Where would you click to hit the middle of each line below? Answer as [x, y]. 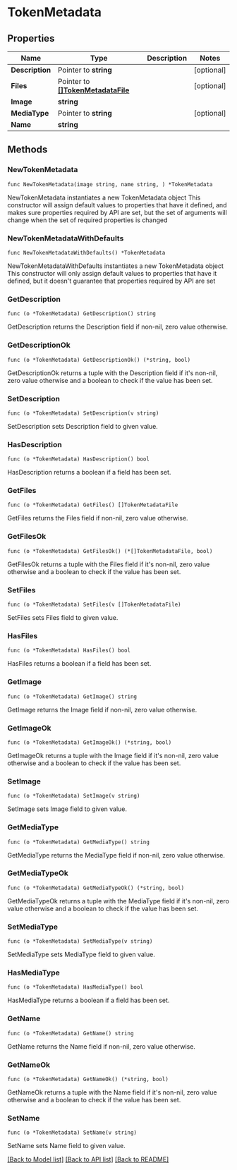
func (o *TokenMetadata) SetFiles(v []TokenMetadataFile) [94, 605]
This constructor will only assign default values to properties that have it [112, 273]
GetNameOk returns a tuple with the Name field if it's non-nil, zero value [112, 1092]
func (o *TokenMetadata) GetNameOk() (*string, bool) [88, 1080]
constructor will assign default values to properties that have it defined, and [117, 205]
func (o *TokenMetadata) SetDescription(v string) [83, 413]
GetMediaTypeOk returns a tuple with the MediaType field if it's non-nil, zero [118, 901]
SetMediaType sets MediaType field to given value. [81, 955]
